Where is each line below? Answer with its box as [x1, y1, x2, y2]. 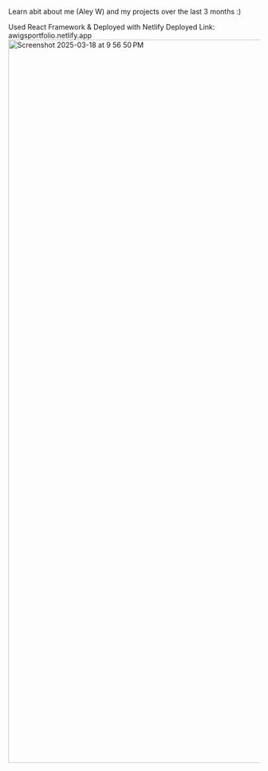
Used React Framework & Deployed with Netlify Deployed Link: [8, 22, 215, 31]
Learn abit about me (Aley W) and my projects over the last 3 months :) [8, 7, 242, 16]
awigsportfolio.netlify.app [8, 31, 93, 40]
